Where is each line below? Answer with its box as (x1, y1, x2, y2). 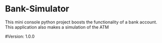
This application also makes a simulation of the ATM (5, 24, 109, 30)
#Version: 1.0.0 (5, 33, 35, 39)
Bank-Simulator (5, 3, 69, 14)
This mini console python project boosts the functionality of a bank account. (5, 19, 158, 25)
